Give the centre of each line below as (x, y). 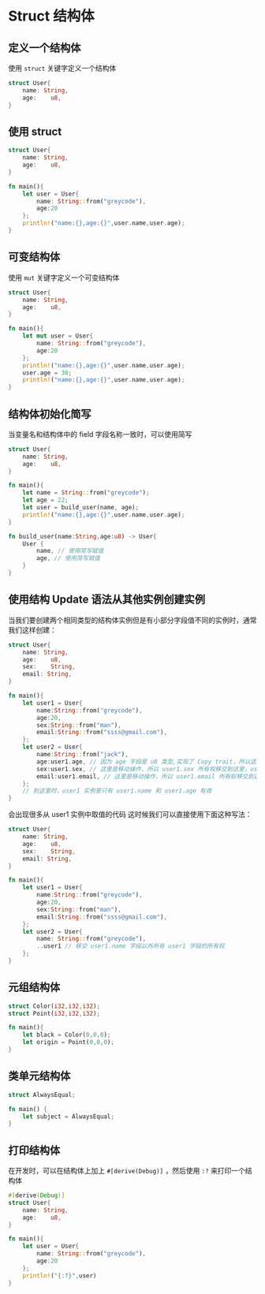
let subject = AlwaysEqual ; (68, 1117)
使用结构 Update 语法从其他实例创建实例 (106, 600)
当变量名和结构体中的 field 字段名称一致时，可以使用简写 (100, 434)
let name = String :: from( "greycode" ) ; (86, 493)
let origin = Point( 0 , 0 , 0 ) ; (68, 1042)
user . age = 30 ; (47, 373)
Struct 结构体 (51, 16)
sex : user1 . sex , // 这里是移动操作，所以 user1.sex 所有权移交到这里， (144, 769)
